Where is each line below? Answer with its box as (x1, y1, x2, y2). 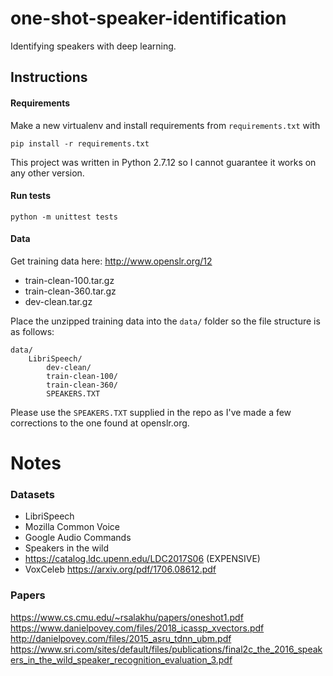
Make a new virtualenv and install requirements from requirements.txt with (10, 119, 321, 131)
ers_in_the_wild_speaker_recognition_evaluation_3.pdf (10, 653, 233, 666)
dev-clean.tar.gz (24, 295, 93, 307)
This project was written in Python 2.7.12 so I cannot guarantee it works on (10, 156, 317, 168)
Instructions (10, 69, 88, 86)
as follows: (10, 325, 55, 337)
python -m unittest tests (10, 212, 118, 222)
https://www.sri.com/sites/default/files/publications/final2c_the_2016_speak (10, 643, 323, 655)
